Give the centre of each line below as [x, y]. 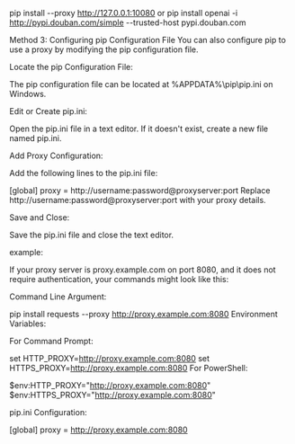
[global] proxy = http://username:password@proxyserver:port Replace [140, 191]
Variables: [28, 324]
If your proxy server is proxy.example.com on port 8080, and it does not [143, 270]
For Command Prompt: [51, 341]
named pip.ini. [36, 138]
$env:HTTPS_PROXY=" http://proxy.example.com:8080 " [112, 395]
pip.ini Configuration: [48, 412]
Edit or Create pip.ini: [49, 111]
